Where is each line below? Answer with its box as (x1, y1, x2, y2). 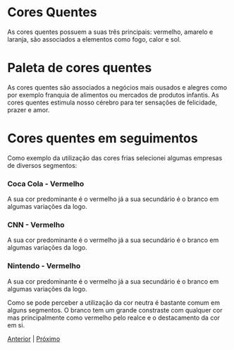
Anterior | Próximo (7, 334, 61, 343)
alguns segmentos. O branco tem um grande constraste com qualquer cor (7, 306, 223, 314)
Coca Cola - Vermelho (7, 179, 85, 188)
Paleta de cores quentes (7, 60, 152, 76)
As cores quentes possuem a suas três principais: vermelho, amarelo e (7, 28, 214, 36)
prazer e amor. (7, 105, 50, 114)
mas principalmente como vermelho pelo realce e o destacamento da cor (7, 313, 221, 322)
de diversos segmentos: (7, 161, 78, 169)
